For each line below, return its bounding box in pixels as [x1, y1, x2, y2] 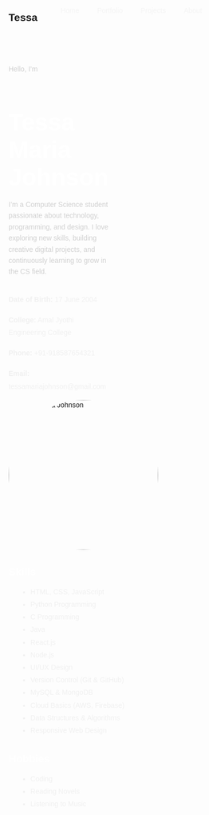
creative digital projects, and [8, 245, 96, 254]
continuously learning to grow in [8, 256, 107, 265]
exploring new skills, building [8, 234, 97, 243]
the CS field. [8, 267, 47, 276]
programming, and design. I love [8, 222, 108, 231]
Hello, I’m [8, 65, 38, 74]
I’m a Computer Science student [8, 200, 108, 209]
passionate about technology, [8, 211, 100, 220]
